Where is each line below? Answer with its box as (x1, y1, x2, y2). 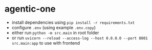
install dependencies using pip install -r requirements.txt (11, 19, 135, 25)
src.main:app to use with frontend (11, 40, 80, 46)
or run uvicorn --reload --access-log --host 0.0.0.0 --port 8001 (11, 35, 148, 41)
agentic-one (4, 3, 56, 15)
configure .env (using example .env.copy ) (11, 24, 96, 30)
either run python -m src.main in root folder (11, 30, 99, 35)
